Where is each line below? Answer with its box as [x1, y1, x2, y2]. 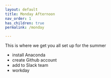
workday [12, 67, 30, 73]
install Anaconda [12, 52, 46, 58]
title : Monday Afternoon [5, 12, 55, 16]
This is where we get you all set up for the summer [5, 43, 106, 48]
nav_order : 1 [5, 16, 32, 21]
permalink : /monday [5, 25, 45, 30]
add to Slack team [12, 62, 48, 68]
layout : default [5, 7, 38, 12]
